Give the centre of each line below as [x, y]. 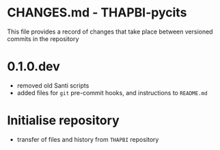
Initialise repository [63, 121]
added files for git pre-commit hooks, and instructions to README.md [112, 92]
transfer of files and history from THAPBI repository [88, 139]
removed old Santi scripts [53, 85]
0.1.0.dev [33, 67]
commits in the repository [43, 38]
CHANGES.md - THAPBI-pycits [97, 13]
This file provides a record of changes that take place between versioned [110, 32]
